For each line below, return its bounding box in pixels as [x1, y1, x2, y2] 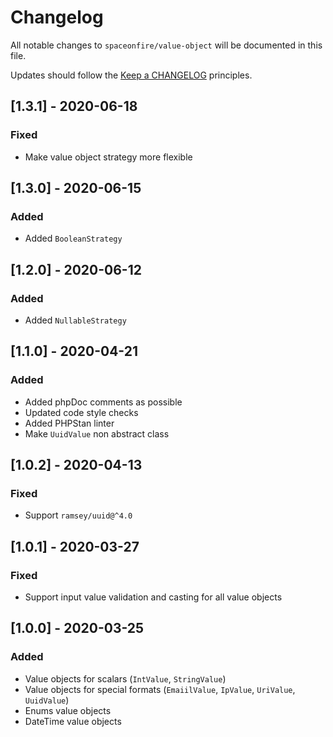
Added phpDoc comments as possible [24, 396, 183, 408]
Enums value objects [24, 704, 112, 716]
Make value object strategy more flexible [24, 151, 193, 163]
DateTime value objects [24, 715, 122, 727]
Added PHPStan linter [24, 417, 115, 429]
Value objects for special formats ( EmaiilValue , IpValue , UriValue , [24, 683, 296, 695]
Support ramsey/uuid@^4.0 [24, 509, 133, 521]
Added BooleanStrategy [24, 232, 123, 245]
